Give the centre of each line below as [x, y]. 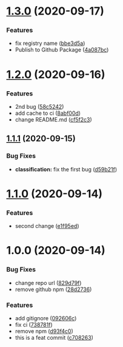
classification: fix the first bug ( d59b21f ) [66, 169]
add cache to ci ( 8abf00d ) [48, 113]
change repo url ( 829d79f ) [48, 283]
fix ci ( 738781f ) [34, 325]
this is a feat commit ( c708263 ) [54, 337]
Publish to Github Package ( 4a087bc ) [62, 50]
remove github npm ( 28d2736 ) [53, 289]
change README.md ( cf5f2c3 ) [53, 119]
